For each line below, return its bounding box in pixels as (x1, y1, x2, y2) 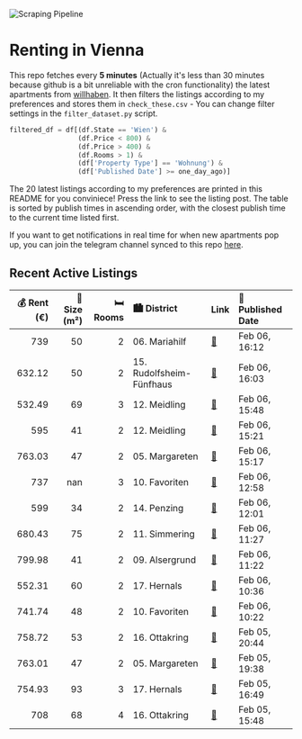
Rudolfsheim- (132, 367, 191, 379)
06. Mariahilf (132, 336, 187, 347)
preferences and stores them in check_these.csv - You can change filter (9, 98, 275, 109)
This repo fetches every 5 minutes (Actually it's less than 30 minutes (9, 69, 265, 80)
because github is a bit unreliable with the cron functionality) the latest (9, 79, 271, 90)
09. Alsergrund (132, 554, 196, 566)
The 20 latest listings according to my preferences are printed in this (9, 184, 263, 194)
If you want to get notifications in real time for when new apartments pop (9, 230, 280, 240)
